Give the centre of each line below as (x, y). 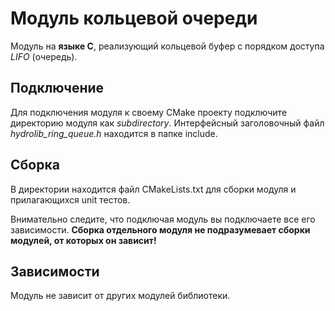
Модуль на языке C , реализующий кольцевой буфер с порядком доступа (167, 46)
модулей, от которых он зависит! (83, 240)
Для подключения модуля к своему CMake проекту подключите (149, 112)
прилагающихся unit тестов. (70, 199)
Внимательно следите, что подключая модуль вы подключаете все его (163, 219)
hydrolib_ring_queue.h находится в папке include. (114, 133)
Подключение (57, 88)
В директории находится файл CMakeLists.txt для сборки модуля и (153, 189)
